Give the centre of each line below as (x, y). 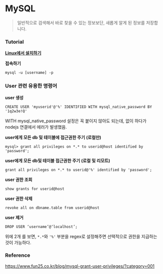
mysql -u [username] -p (29, 73)
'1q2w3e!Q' (16, 111)
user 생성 (14, 97)
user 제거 (14, 217)
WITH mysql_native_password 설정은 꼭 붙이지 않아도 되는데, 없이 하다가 (76, 121)
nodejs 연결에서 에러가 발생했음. (36, 127)
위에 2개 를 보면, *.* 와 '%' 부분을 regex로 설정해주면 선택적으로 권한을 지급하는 (81, 236)
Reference (18, 255)
